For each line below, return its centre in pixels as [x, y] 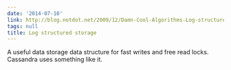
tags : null [23, 26]
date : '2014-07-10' [35, 13]
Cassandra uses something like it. [55, 60]
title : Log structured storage [52, 33]
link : [15, 20]
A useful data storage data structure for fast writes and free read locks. [108, 52]
